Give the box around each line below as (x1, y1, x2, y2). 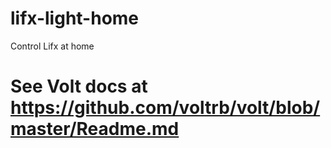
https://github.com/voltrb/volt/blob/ (10, 97, 321, 119)
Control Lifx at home (10, 40, 95, 52)
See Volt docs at (10, 75, 148, 98)
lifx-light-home (10, 7, 140, 30)
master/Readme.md (10, 118, 180, 141)
